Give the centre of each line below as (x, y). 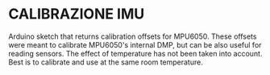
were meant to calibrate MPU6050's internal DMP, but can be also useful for (135, 44)
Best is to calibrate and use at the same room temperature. (106, 62)
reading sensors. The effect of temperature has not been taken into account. (135, 53)
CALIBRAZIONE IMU (77, 14)
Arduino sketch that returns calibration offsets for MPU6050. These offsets (133, 36)
